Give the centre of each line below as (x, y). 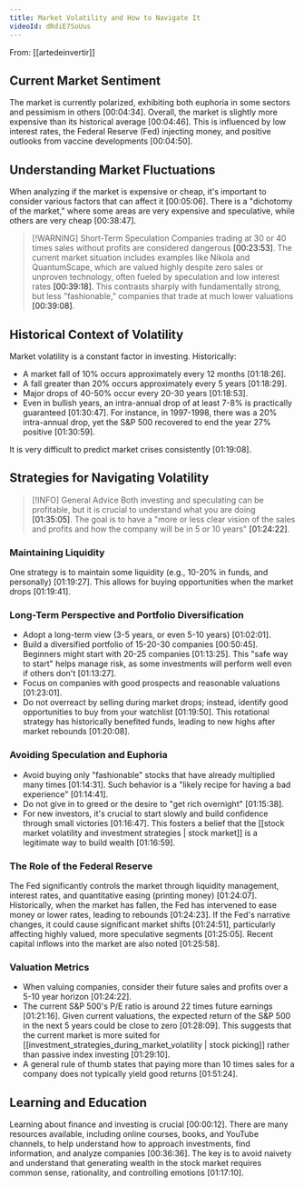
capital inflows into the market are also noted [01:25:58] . (115, 943)
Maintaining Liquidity (57, 553)
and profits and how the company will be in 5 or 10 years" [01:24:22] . (161, 529)
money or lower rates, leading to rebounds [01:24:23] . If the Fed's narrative (150, 914)
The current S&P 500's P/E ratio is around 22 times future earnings (147, 1006)
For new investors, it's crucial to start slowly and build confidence (145, 813)
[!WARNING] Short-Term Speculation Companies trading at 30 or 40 (159, 238)
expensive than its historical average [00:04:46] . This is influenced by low (148, 122)
